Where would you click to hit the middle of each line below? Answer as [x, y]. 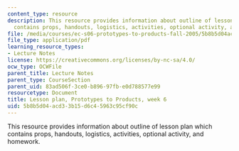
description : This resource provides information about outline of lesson [121, 21]
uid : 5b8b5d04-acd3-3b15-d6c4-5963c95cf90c [73, 106]
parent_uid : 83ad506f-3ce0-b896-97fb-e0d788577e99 [84, 86]
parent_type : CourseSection [49, 80]
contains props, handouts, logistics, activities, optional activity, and [106, 134]
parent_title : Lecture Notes [51, 73]
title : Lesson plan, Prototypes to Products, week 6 [87, 100]
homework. [24, 141]
